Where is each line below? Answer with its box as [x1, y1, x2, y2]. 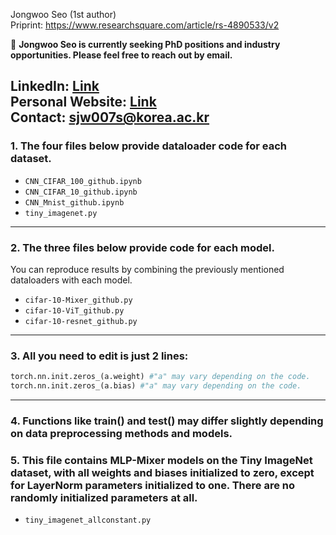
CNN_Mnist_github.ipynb [24, 197, 125, 208]
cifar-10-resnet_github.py [24, 316, 138, 326]
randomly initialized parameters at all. [10, 490, 198, 504]
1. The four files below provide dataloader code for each [10, 139, 288, 153]
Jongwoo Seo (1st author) [10, 9, 117, 20]
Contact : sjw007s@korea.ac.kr [10, 109, 210, 126]
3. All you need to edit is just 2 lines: [10, 349, 189, 363]
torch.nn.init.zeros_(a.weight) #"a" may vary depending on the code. [10, 372, 311, 382]
